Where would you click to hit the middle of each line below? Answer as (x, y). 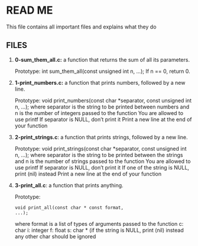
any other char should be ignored (55, 236)
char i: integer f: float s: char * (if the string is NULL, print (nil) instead (99, 230)
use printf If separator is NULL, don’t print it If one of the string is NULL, (102, 167)
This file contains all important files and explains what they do (81, 27)
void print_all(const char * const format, (69, 207)
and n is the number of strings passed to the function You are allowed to (103, 161)
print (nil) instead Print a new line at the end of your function (88, 174)
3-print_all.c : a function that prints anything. (69, 185)
